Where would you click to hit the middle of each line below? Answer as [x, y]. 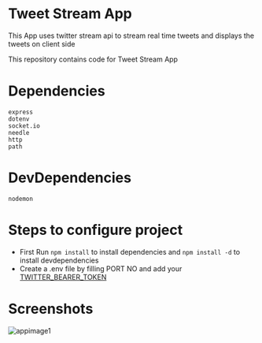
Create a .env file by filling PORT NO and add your [101, 268]
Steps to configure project [96, 230]
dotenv [19, 119]
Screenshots [51, 309]
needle [19, 132]
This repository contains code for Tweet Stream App [93, 59]
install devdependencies [59, 260]
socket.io [24, 126]
